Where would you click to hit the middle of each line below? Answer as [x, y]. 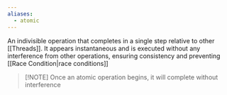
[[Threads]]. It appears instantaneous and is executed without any [104, 48]
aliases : [20, 14]
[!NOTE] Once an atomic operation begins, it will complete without [121, 77]
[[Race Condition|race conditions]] [58, 63]
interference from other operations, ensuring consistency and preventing [114, 56]
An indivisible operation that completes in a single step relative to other [111, 40]
